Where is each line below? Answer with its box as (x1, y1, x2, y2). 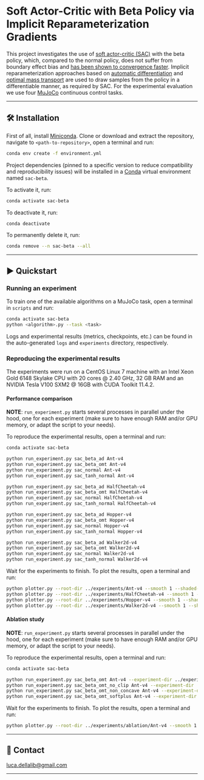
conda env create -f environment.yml (6, 150, 102, 156)
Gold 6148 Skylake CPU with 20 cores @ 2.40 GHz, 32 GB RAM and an (6, 374, 184, 381)
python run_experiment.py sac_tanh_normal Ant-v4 (6, 473, 135, 479)
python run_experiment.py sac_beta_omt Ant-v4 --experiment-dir (6, 676, 172, 683)
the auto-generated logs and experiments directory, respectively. (6, 339, 169, 346)
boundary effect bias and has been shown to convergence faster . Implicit (6, 63, 189, 70)
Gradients (6, 30, 58, 44)
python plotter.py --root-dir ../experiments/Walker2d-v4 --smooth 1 (6, 603, 186, 609)
